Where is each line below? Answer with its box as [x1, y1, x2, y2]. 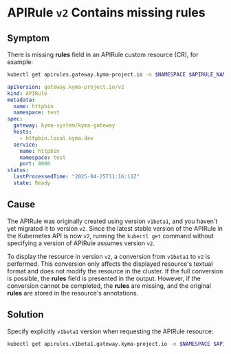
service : [13, 141, 38, 148]
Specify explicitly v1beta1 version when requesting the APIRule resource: [7, 327, 214, 335]
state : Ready [13, 180, 51, 187]
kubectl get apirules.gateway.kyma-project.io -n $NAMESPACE [7, 71, 186, 78]
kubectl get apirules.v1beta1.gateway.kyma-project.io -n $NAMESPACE [7, 340, 211, 347]
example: [7, 58, 33, 66]
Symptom [7, 32, 50, 44]
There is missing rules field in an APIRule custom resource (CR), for [7, 50, 199, 59]
